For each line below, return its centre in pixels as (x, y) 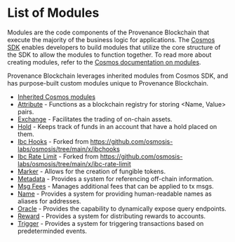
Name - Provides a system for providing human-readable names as (114, 194)
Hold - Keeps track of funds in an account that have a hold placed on (117, 126)
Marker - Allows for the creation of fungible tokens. (92, 171)
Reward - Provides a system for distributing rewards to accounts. (111, 216)
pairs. (26, 112)
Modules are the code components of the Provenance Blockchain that (108, 32)
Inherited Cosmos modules (56, 97)
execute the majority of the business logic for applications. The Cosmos (111, 39)
